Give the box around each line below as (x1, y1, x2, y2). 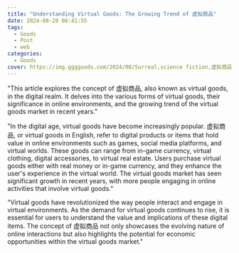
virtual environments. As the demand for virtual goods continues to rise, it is (7, 205, 230, 214)
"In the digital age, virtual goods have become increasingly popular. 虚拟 (7, 122, 220, 130)
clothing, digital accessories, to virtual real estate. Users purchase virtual (7, 154, 221, 162)
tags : (7, 24, 23, 31)
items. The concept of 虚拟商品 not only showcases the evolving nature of (7, 222, 225, 230)
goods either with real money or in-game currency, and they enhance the (7, 161, 222, 170)
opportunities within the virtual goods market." (7, 237, 144, 246)
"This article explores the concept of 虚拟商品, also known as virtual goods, (7, 83, 229, 93)
